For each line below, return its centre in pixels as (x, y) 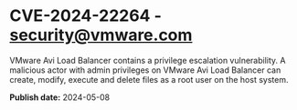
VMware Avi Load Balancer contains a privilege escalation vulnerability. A (148, 60)
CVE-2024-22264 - (86, 16)
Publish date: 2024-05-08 (60, 97)
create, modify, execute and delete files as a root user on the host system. (149, 79)
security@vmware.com (101, 35)
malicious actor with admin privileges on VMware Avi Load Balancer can (145, 70)
